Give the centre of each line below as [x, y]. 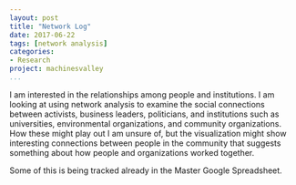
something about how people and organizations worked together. [132, 152]
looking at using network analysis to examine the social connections [138, 104]
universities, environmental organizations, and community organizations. [146, 123]
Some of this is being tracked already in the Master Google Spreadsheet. [146, 170]
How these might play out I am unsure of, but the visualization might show [148, 133]
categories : [32, 52]
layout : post [34, 18]
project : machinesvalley [56, 69]
